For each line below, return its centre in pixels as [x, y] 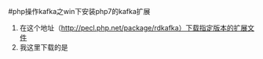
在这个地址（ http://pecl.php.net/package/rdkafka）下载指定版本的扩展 [133, 28]
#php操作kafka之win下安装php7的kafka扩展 [79, 11]
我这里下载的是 [44, 47]
